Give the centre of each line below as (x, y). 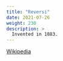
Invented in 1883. (35, 34)
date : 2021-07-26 (28, 18)
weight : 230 (21, 23)
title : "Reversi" (28, 12)
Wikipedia (19, 51)
